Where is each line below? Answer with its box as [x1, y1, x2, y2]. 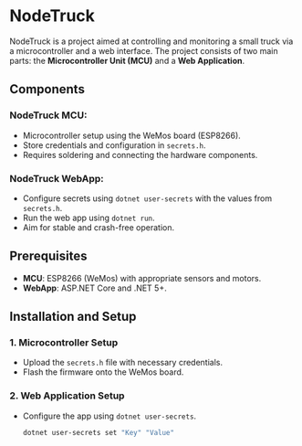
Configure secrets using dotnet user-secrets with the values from [22, 193, 272, 204]
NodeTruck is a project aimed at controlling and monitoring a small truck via [9, 36, 294, 47]
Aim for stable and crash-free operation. [22, 221, 175, 233]
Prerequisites [9, 249, 88, 264]
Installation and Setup [9, 309, 137, 324]
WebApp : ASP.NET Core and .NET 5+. [22, 282, 167, 293]
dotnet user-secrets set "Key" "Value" [22, 428, 175, 437]
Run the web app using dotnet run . [22, 212, 155, 223]
